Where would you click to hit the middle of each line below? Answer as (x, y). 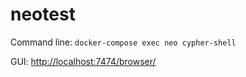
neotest (43, 14)
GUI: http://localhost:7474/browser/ (83, 61)
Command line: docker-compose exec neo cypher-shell (123, 42)
